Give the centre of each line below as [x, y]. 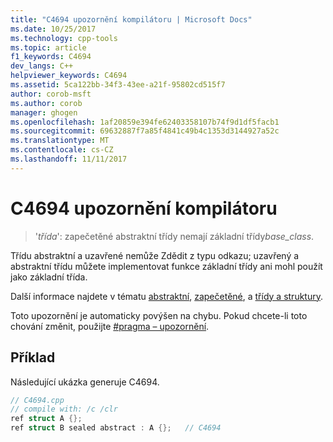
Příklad [33, 357]
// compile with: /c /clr [64, 409]
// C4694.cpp [37, 400]
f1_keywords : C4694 [51, 57]
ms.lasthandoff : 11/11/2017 [69, 159]
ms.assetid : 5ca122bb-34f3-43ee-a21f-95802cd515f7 [118, 85]
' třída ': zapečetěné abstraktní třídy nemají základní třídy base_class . [174, 236]
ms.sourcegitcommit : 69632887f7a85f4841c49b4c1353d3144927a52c [145, 131]
